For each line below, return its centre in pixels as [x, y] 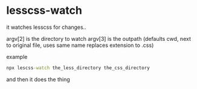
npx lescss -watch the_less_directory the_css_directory [78, 68]
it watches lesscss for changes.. [46, 27]
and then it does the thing [38, 79]
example [17, 57]
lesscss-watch [44, 11]
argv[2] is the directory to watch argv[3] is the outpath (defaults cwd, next [99, 38]
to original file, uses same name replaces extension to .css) [80, 45]
